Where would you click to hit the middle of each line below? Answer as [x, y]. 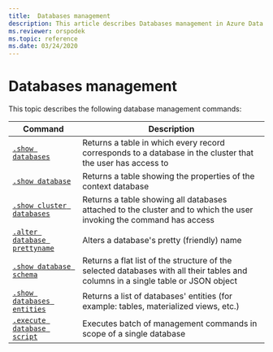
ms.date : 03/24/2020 [43, 46]
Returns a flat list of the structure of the [157, 261]
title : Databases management [60, 16]
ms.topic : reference [43, 39]
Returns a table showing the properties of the [169, 176]
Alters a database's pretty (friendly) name [162, 241]
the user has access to [126, 163]
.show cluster [40, 206]
